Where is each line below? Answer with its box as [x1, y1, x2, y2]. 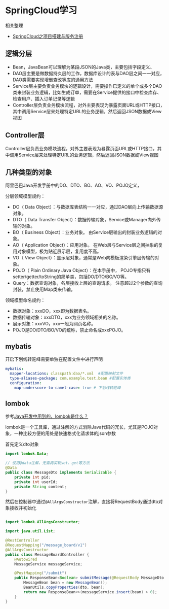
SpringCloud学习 [5, 5, 77, 16]
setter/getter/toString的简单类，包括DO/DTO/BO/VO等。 [12, 274, 130, 280]
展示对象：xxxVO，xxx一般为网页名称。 [12, 321, 96, 327]
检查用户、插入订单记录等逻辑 [12, 95, 75, 101]
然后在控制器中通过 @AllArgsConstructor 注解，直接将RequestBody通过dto [5, 498, 158, 505]
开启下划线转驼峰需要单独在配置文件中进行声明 [5, 356, 103, 362]
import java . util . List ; [5, 529, 56, 534]
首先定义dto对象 [5, 441, 39, 447]
